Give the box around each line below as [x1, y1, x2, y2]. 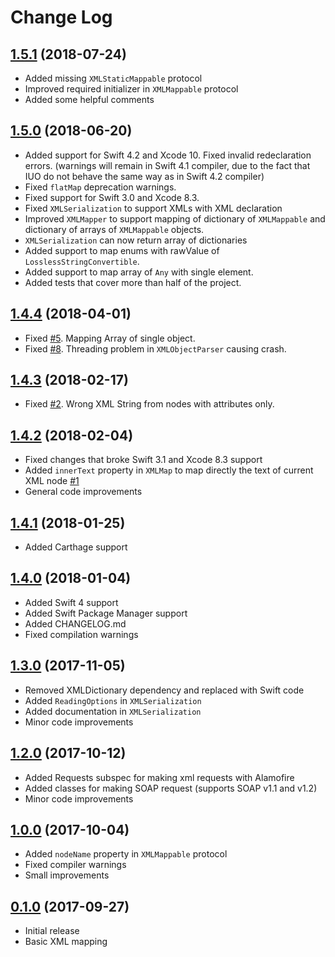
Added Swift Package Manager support [24, 607, 188, 619]
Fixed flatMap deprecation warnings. [24, 181, 177, 193]
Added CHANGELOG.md [24, 617, 127, 630]
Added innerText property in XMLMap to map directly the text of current [24, 464, 314, 476]
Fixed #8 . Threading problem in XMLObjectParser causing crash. [24, 342, 287, 355]
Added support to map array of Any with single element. [24, 266, 254, 278]
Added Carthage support [24, 541, 128, 553]
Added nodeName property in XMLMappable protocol [24, 848, 228, 860]
